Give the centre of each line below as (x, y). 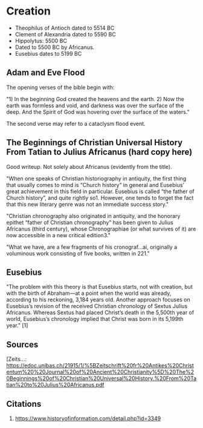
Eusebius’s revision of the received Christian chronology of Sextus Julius (97, 306)
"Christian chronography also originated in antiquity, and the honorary (93, 216)
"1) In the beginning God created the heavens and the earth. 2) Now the (95, 99)
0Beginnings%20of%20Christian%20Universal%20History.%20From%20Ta (101, 378)
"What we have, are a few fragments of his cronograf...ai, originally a (92, 247)
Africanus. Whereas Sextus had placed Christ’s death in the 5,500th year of (100, 312)
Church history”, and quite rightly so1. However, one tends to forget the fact (100, 197)
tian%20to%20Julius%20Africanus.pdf (55, 385)
